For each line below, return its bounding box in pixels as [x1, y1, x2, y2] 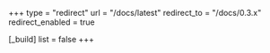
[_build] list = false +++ [8, 34, 95, 44]
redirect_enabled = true [8, 17, 95, 27]
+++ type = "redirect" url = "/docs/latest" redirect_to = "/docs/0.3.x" [8, 8, 262, 18]
